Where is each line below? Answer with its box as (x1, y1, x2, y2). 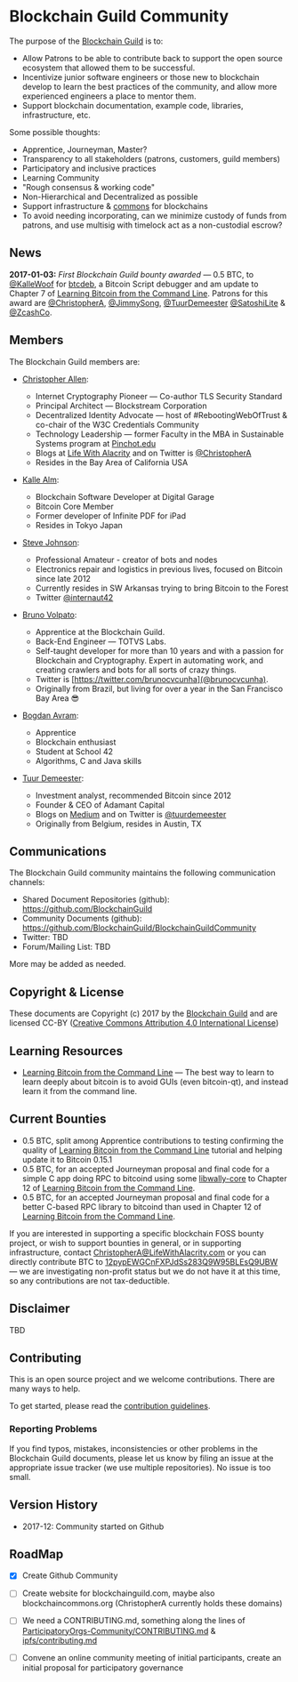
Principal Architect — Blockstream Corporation (35, 400, 207, 411)
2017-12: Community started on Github (21, 1521, 165, 1532)
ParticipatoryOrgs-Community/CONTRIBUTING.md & (21, 1625, 216, 1636)
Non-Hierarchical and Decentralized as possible (21, 191, 198, 202)
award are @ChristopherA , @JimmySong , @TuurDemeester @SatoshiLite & (9, 297, 286, 308)
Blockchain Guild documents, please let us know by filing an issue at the (9, 1453, 274, 1463)
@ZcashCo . (9, 307, 52, 318)
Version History (9, 1497, 98, 1513)
